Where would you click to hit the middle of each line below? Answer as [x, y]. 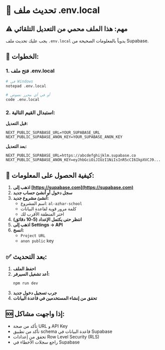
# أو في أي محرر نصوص [28, 95]
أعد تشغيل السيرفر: [31, 274]
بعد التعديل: [16, 146]
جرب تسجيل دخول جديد [35, 293]
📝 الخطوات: [22, 56]
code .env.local [23, 100]
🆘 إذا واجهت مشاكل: [35, 314]
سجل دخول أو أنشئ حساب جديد [43, 193]
